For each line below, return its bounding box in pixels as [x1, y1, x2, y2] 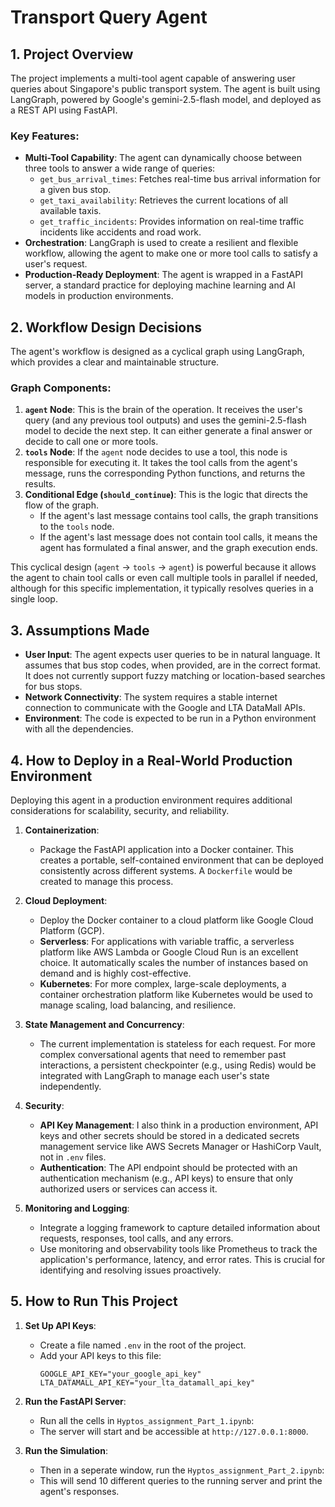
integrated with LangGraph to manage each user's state [39, 1070, 270, 1082]
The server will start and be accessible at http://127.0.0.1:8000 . [39, 1425, 309, 1437]
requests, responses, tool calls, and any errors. [39, 1232, 234, 1245]
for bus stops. [24, 681, 83, 693]
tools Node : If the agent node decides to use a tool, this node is [24, 446, 288, 458]
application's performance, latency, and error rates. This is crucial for [39, 1254, 326, 1266]
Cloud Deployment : [24, 895, 108, 907]
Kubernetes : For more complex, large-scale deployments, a [39, 978, 287, 990]
